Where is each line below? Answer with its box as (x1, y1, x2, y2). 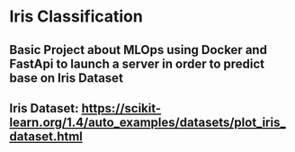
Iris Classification (9, 6, 144, 27)
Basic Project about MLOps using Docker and (9, 42, 268, 58)
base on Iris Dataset (9, 70, 124, 85)
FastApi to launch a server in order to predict (9, 56, 265, 71)
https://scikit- (81, 101, 162, 116)
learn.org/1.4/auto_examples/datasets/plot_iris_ (9, 114, 286, 130)
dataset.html (9, 129, 84, 144)
